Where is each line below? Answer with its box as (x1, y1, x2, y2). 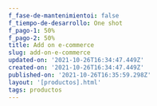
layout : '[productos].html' (8, 78, 102, 86)
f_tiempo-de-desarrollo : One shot (8, 19, 124, 27)
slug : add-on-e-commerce (8, 49, 91, 57)
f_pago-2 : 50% (8, 33, 56, 42)
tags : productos (8, 85, 62, 94)
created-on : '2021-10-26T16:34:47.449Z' (8, 64, 145, 72)
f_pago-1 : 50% (8, 26, 56, 34)
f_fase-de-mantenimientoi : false (8, 11, 120, 20)
